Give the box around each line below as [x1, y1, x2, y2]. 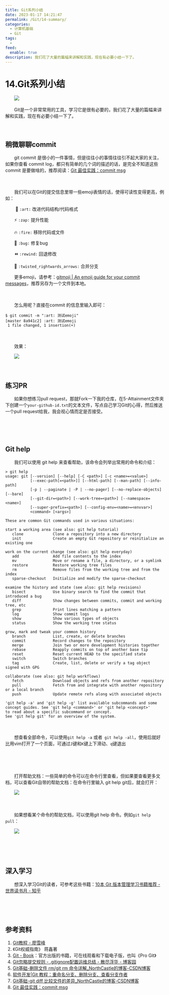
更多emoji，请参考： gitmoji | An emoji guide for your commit [14, 274, 140, 280]
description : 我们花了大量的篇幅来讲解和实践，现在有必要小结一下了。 [5, 54, 137, 60]
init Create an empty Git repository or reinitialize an [12, 536, 164, 541]
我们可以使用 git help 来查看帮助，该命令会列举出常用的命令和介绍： [14, 459, 156, 465]
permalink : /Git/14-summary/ [5, 17, 67, 22]
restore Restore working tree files [12, 563, 112, 568]
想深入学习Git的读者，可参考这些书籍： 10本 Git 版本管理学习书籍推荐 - [14, 881, 160, 887]
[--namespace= [120, 496, 151, 501]
